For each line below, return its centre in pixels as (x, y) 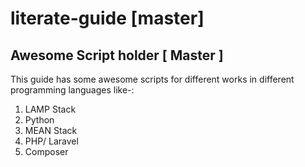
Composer (46, 151)
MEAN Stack (51, 130)
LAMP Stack (50, 109)
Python (39, 120)
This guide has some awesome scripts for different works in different (152, 79)
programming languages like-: (72, 90)
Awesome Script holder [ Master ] (117, 55)
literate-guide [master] (107, 18)
